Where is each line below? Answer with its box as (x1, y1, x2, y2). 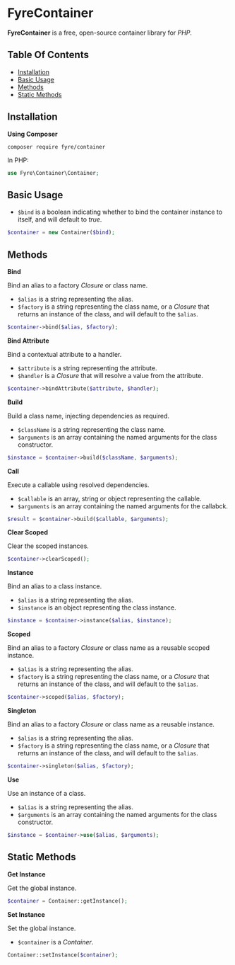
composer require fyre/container (7, 143, 106, 150)
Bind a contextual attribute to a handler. (7, 350, 122, 358)
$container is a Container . (17, 937, 94, 946)
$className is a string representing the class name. (17, 425, 166, 433)
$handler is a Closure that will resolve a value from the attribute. (17, 371, 203, 379)
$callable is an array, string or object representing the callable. (17, 494, 202, 503)
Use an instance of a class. (7, 789, 86, 797)
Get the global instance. (7, 884, 77, 892)
